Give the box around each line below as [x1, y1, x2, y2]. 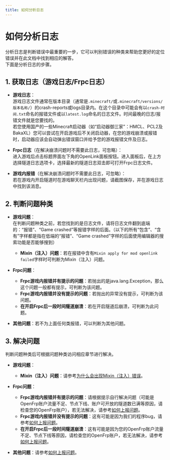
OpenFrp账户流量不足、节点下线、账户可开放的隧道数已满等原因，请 [20, 401, 163, 406]
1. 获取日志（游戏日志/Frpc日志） [5, 77, 109, 86]
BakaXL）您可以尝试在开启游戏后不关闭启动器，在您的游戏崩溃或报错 [12, 130, 157, 136]
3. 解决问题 [5, 337, 40, 345]
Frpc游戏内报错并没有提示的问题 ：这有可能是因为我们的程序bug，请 [20, 413, 162, 419]
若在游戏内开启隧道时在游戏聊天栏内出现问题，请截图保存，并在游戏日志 [12, 177, 163, 183]
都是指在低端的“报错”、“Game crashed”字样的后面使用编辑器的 [27, 233, 159, 239]
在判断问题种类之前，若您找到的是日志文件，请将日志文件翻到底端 [12, 220, 150, 226]
